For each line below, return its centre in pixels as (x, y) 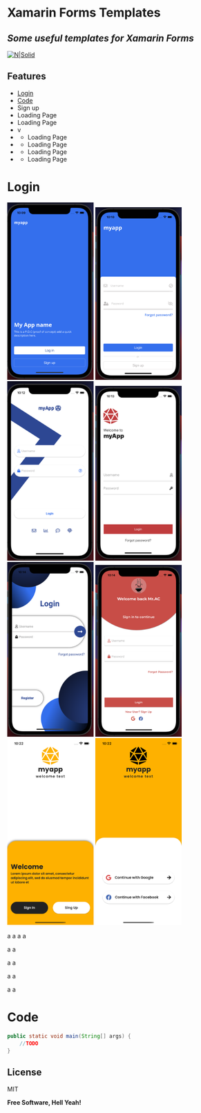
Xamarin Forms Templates (84, 13)
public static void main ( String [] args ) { (69, 1036)
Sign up (28, 108)
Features (27, 76)
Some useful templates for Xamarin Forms (101, 38)
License (25, 1073)
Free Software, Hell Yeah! (44, 1102)
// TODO (29, 1044)
